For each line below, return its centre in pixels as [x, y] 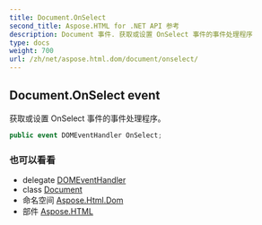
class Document [52, 189]
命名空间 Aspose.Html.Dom [73, 200]
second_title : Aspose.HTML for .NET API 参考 [94, 26]
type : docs [30, 43]
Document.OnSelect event [85, 95]
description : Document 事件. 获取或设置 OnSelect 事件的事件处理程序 [131, 34]
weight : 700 [31, 51]
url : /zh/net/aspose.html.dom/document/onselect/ [104, 59]
